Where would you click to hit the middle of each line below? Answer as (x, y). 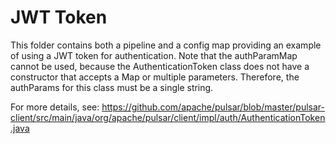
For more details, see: (55, 107)
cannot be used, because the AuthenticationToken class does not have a (160, 66)
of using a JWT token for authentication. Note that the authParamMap (154, 55)
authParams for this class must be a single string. (112, 87)
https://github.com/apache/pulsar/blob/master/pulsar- (213, 107)
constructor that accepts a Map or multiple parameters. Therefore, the (155, 77)
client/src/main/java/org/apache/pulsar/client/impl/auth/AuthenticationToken (168, 117)
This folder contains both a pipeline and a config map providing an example (166, 45)
